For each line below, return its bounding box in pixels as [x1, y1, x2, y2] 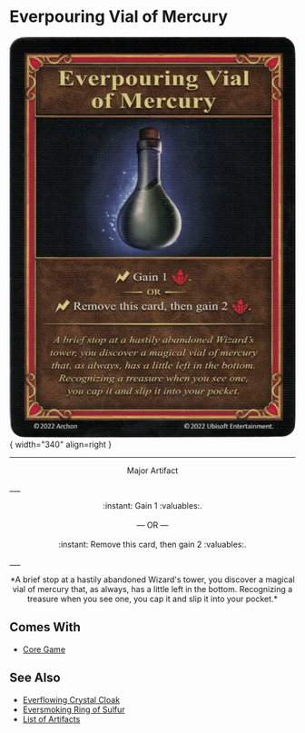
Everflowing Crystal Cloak [22, 694, 121, 705]
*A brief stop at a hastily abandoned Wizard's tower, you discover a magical [10, 574, 295, 585]
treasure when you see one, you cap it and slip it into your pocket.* [26, 593, 279, 604]
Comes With [9, 619, 82, 635]
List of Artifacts [22, 713, 81, 724]
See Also [9, 670, 61, 686]
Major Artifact [126, 465, 179, 476]
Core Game [22, 643, 66, 655]
